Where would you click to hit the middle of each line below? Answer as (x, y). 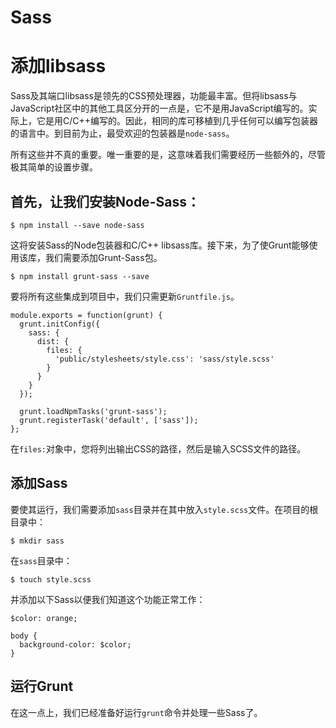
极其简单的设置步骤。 (54, 167)
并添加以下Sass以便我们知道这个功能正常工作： (108, 599)
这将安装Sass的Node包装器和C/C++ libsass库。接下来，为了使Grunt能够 (160, 245)
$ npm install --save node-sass (77, 225)
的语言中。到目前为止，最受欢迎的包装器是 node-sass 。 (122, 133)
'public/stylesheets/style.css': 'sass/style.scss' (164, 359)
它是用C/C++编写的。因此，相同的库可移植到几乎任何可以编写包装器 (177, 121)
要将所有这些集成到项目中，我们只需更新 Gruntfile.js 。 (125, 296)
